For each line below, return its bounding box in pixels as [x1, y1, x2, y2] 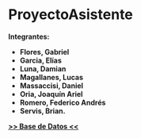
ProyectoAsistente [8, 6, 133, 24]
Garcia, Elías [19, 56, 62, 65]
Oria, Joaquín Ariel [19, 89, 83, 98]
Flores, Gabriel [19, 47, 70, 56]
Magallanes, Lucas [19, 72, 84, 82]
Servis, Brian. [19, 105, 66, 116]
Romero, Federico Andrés [19, 98, 106, 107]
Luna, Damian [19, 63, 67, 73]
